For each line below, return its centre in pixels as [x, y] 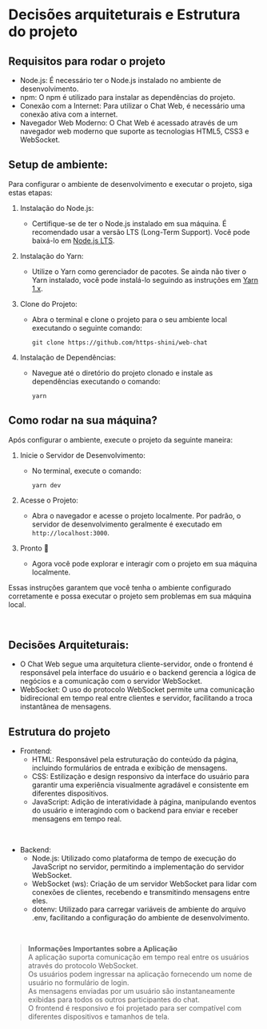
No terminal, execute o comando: [86, 471]
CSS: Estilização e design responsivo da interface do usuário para [140, 777]
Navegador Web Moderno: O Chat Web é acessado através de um [129, 123]
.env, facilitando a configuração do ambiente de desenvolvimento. [141, 918]
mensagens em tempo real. [77, 819]
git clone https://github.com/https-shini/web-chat [120, 342]
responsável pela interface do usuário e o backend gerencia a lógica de [138, 673]
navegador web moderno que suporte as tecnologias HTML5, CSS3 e [134, 131]
